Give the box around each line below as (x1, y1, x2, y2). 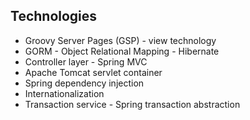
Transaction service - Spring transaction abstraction (24, 98, 241, 110)
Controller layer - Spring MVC (24, 55, 148, 68)
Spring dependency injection (24, 77, 145, 89)
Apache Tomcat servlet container (24, 66, 163, 78)
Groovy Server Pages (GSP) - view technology (24, 34, 217, 46)
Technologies (10, 8, 98, 25)
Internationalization (24, 87, 105, 99)
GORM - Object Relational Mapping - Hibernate (24, 45, 220, 57)
